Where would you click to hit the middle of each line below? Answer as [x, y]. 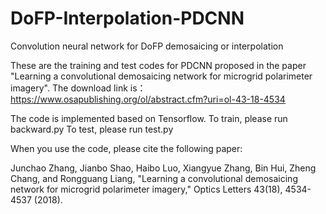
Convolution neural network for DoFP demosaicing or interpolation [147, 46]
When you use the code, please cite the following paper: [126, 148]
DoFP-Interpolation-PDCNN [127, 18]
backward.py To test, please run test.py [92, 129]
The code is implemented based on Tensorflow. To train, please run [149, 118]
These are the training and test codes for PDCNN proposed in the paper [158, 65]
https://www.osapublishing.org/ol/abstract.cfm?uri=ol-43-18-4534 [148, 99]
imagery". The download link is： [78, 88]
